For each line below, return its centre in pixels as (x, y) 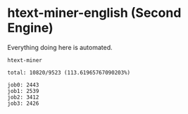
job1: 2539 (23, 91)
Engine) (31, 28)
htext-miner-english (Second (94, 13)
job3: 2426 (23, 103)
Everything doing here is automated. (60, 47)
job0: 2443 (23, 85)
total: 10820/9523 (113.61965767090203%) (69, 72)
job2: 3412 (23, 97)
